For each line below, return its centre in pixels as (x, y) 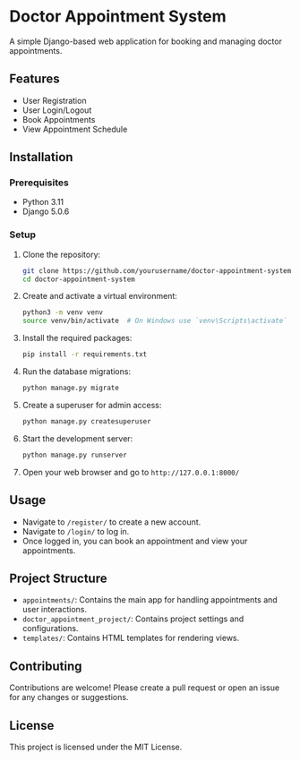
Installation (41, 157)
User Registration (54, 100)
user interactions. (55, 610)
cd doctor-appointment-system (79, 279)
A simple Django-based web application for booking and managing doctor (146, 41)
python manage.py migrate (70, 388)
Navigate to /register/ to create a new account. (111, 522)
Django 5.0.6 (46, 211)
